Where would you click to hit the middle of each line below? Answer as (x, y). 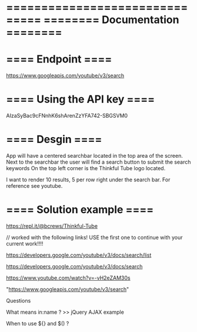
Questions (19, 300)
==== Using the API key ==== (81, 99)
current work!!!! (25, 243)
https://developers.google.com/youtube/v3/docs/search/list (79, 255)
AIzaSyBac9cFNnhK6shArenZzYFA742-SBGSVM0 (67, 116)
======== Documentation (111, 20)
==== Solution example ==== (80, 210)
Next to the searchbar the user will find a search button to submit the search (98, 162)
